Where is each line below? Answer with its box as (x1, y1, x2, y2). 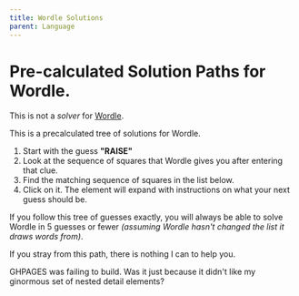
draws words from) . (9, 231, 84, 242)
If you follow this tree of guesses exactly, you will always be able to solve (9, 211, 284, 223)
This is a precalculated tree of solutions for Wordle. (9, 128, 202, 139)
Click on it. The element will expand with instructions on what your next (22, 184, 291, 196)
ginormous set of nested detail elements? (9, 276, 165, 287)
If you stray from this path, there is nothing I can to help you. (9, 249, 236, 260)
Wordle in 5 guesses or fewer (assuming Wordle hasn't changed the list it (9, 221, 284, 232)
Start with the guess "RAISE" (22, 146, 134, 157)
